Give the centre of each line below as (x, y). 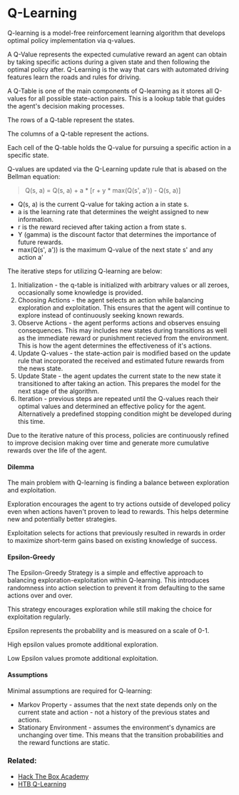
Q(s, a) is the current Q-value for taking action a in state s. (103, 204)
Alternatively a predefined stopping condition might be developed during (124, 414)
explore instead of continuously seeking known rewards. (101, 315)
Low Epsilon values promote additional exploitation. (83, 659)
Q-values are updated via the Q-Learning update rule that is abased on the (117, 168)
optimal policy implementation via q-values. (71, 40)
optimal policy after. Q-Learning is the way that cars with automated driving (118, 69)
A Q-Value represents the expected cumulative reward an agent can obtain (117, 54)
